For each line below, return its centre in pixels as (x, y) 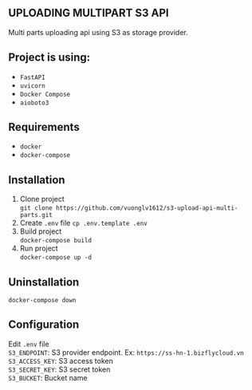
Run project (39, 248)
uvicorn (32, 86)
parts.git (36, 215)
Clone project (42, 199)
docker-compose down (43, 301)
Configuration (44, 325)
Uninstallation (44, 282)
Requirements (44, 127)
